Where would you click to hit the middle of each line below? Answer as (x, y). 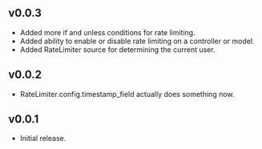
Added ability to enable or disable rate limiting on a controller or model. (137, 41)
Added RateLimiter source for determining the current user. (117, 49)
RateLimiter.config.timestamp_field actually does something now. (127, 94)
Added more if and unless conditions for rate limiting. (107, 32)
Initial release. (43, 139)
